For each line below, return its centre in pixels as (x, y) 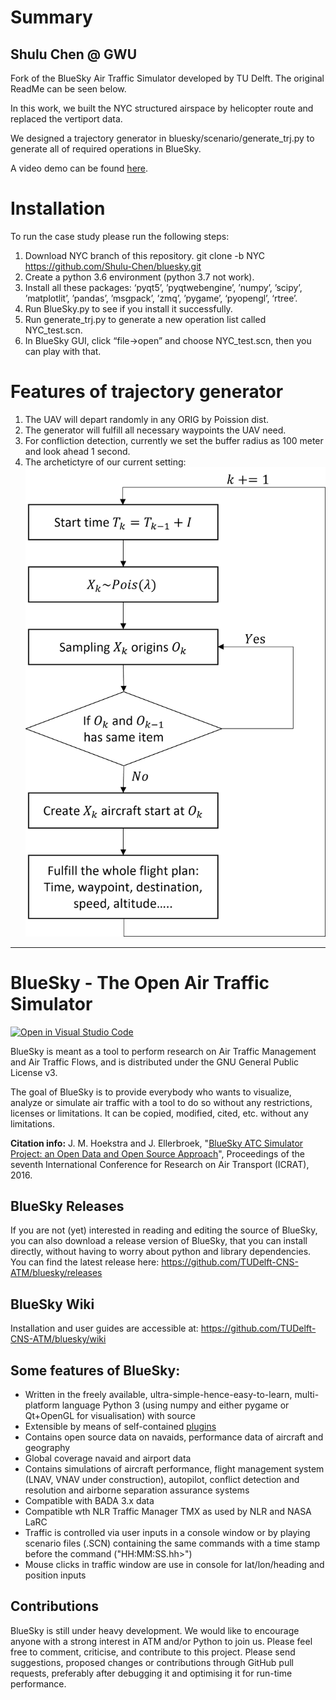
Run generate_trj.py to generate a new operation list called (145, 319)
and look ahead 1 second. (77, 451)
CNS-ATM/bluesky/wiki (58, 1339)
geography (47, 1447)
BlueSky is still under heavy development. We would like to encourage (155, 1630)
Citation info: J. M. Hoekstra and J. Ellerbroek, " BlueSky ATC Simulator (157, 1143)
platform (42, 1405)
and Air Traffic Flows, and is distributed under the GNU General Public (155, 1062)
